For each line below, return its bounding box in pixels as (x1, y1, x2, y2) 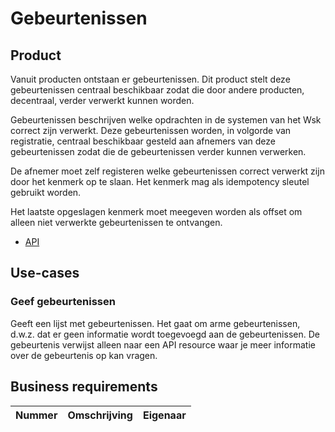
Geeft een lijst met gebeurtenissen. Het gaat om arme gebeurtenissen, (10, 317, 301, 329)
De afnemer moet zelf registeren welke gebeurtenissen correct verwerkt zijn (10, 165, 325, 177)
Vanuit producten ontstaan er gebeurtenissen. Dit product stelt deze (10, 73, 291, 85)
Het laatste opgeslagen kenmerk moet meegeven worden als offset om (10, 206, 303, 217)
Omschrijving (67, 408, 133, 422)
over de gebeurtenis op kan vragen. (10, 349, 158, 361)
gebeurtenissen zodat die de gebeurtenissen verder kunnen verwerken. (10, 146, 307, 157)
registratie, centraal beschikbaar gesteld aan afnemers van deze (10, 135, 276, 147)
